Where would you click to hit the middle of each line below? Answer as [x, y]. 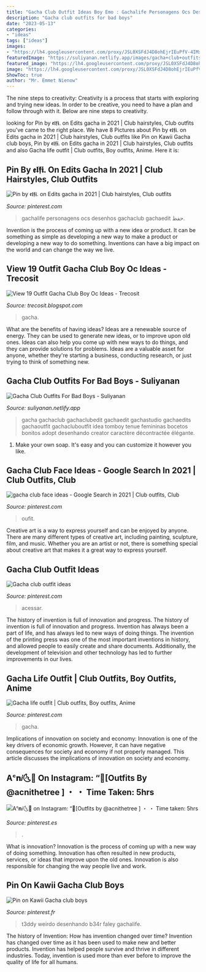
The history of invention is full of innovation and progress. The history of [98, 620]
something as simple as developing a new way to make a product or [92, 237]
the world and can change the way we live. [60, 249]
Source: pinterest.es [32, 822]
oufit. [28, 519]
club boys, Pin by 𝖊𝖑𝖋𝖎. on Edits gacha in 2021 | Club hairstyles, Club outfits [100, 143]
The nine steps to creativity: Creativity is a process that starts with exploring [103, 98]
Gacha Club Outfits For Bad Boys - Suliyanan [93, 381]
